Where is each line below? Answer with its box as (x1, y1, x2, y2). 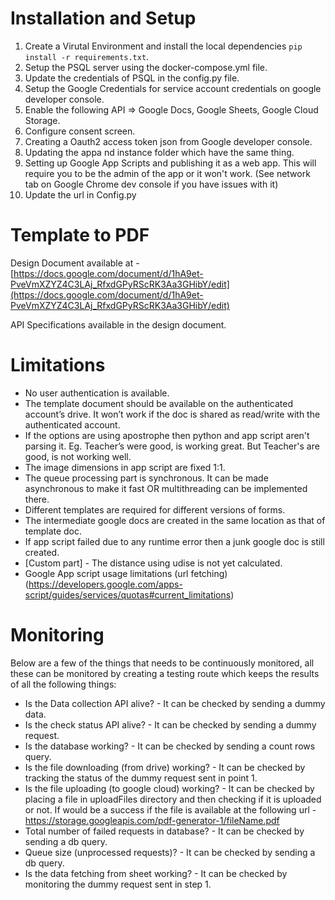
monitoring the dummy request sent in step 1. (24, 878, 212, 890)
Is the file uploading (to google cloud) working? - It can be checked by (24, 782, 315, 794)
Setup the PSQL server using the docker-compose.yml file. (24, 61, 268, 73)
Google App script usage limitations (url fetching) (24, 567, 228, 579)
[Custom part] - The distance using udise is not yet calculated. (24, 557, 283, 569)
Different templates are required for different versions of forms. (24, 503, 286, 516)
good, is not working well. (24, 450, 132, 462)
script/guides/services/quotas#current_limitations (24, 588, 232, 601)
